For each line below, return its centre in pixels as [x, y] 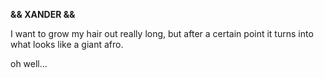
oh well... [29, 63]
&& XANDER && [43, 14]
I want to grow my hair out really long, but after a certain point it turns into [162, 33]
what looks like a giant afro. [67, 44]
